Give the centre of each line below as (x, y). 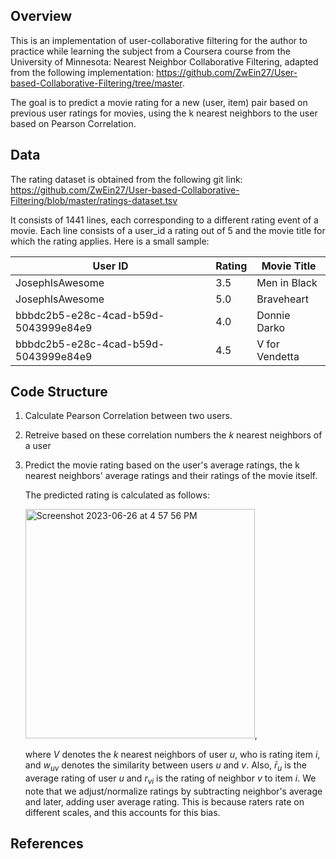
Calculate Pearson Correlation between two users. (128, 416)
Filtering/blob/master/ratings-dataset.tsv (94, 200)
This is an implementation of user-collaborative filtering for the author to (159, 40)
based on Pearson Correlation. (73, 123)
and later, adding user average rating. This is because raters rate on (164, 802)
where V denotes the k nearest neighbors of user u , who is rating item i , (172, 755)
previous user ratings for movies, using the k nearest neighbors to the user (164, 113)
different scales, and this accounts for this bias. (122, 813)
